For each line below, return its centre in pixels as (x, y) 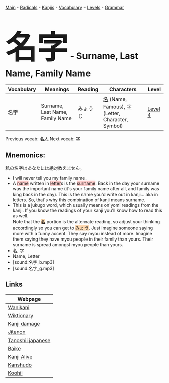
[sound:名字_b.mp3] (33, 262)
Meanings (57, 89)
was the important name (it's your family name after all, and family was (86, 188)
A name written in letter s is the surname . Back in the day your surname (86, 183)
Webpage (29, 299)
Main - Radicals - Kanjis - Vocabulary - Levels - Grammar (65, 7)
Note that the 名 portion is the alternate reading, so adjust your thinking (86, 221)
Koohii (15, 373)
